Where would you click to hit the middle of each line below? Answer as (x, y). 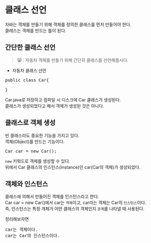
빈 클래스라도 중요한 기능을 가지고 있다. (42, 135)
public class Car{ (27, 80)
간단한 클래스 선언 (30, 48)
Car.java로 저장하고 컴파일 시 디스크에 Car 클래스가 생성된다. (63, 100)
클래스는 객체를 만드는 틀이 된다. (36, 30)
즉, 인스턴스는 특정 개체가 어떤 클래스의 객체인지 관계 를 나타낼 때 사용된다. (75, 209)
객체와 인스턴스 (27, 184)
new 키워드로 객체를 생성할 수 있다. (38, 161)
